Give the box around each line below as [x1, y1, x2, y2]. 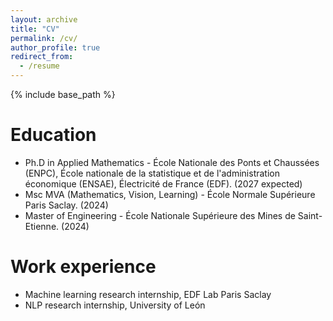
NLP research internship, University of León [24, 299, 206, 311]
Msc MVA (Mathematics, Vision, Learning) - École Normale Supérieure [24, 188, 316, 200]
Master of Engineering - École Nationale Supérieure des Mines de [24, 209, 296, 221]
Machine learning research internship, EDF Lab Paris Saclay [24, 288, 272, 300]
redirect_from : [10, 52, 74, 62]
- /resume [19, 61, 60, 71]
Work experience [10, 256, 157, 278]
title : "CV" [10, 24, 60, 34]
